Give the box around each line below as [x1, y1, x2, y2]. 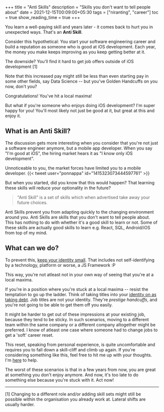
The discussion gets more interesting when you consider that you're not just [5, 140, 159, 146]
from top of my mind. [5, 230, 48, 236]
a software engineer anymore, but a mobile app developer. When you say [5, 145, 153, 151]
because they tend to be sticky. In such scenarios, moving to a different [5, 316, 149, 322]
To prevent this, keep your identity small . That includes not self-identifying [5, 257, 155, 263]
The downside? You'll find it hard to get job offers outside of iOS [5, 59, 134, 64]
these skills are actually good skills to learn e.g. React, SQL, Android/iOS [5, 224, 150, 230]
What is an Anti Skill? [5, 127, 71, 135]
